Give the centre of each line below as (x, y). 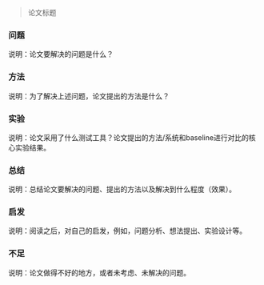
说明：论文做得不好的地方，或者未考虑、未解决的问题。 (99, 272)
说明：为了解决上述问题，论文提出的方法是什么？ (89, 96)
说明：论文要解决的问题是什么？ (61, 54)
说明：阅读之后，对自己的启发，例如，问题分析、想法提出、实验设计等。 (127, 231)
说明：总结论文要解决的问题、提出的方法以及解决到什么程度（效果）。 (122, 189)
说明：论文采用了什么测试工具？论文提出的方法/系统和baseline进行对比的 (129, 137)
